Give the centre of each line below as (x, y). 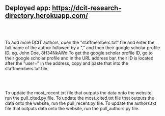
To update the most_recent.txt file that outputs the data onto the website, (79, 92)
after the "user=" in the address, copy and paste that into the (67, 63)
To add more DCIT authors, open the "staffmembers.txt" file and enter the (80, 42)
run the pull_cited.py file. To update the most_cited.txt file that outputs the (80, 98)
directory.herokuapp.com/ (47, 16)
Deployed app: (28, 8)
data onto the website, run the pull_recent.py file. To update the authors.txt (81, 103)
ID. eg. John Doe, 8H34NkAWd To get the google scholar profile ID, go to (79, 53)
